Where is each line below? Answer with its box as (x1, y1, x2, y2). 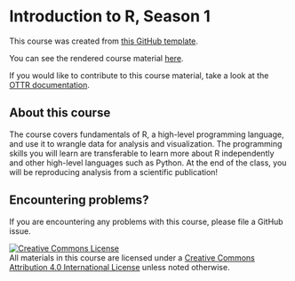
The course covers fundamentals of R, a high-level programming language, (9, 129, 284, 140)
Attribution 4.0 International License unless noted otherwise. (9, 261, 230, 272)
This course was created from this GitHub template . (9, 36, 198, 46)
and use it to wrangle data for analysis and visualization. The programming (9, 138, 283, 149)
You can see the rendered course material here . (9, 52, 184, 63)
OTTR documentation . (9, 79, 91, 90)
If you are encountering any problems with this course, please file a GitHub (9, 216, 283, 227)
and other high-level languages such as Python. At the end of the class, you (9, 157, 287, 168)
